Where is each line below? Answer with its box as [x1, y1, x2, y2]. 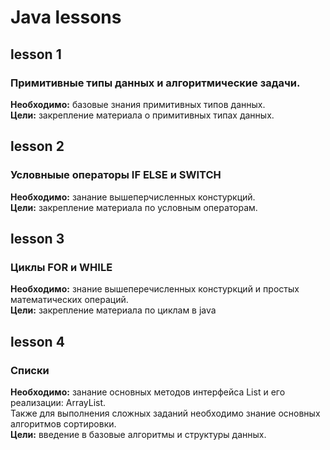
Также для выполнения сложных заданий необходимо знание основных [10, 407, 321, 419]
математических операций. [10, 294, 129, 306]
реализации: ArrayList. [10, 396, 107, 408]
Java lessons [10, 6, 122, 29]
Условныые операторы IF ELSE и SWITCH [10, 168, 222, 182]
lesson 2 [10, 138, 65, 155]
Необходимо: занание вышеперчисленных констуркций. [10, 191, 256, 203]
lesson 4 [10, 333, 65, 350]
